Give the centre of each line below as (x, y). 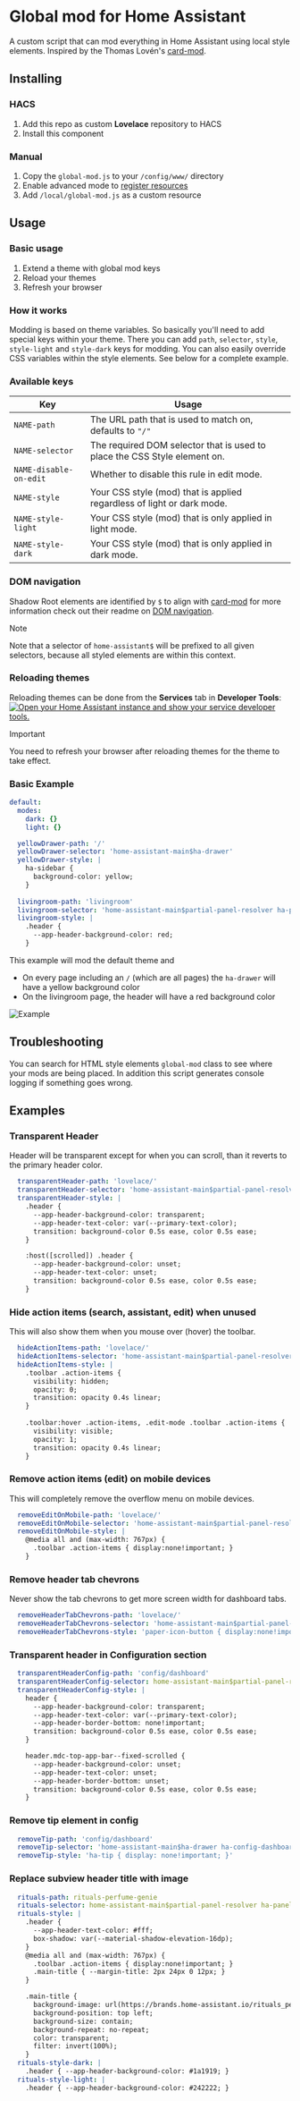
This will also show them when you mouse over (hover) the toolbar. (133, 1332)
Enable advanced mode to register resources (105, 185)
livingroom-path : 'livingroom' (75, 902)
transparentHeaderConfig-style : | (81, 1690)
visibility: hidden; (71, 1381)
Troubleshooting (57, 1042)
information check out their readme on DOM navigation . (112, 611)
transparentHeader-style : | (70, 1199)
